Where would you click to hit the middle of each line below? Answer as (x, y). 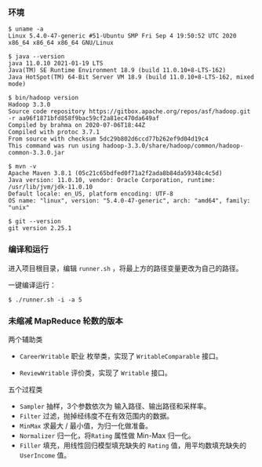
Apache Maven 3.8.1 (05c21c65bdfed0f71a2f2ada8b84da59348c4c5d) (115, 173)
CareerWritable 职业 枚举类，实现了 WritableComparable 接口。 (121, 356)
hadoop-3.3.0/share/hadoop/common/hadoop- (173, 146)
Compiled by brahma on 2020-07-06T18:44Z (77, 126)
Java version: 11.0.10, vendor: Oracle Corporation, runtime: (112, 181)
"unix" (19, 208)
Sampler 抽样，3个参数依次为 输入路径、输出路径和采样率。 (115, 406)
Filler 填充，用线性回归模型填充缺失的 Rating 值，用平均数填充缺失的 (133, 445)
